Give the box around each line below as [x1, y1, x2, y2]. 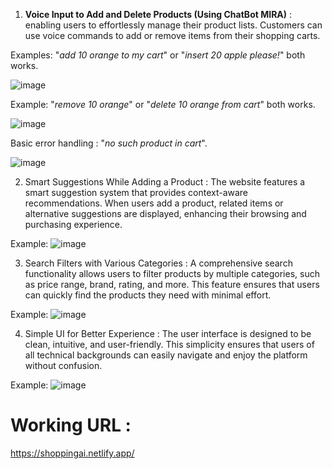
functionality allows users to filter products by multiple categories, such [24, 268, 320, 279]
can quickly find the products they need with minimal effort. [24, 289, 272, 301]
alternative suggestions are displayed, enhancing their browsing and [24, 208, 307, 219]
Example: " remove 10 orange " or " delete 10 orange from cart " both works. [10, 99, 316, 110]
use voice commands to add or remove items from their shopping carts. [24, 30, 321, 41]
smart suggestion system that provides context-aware [24, 187, 249, 198]
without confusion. [24, 360, 103, 371]
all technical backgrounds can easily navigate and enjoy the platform [24, 349, 308, 361]
